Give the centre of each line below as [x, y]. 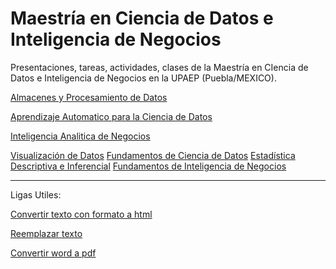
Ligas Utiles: [36, 194]
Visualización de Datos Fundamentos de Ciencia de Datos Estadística [153, 155]
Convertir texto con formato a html [81, 214]
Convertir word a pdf [53, 253]
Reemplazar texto [46, 233]
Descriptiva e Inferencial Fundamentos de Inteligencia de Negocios [148, 166]
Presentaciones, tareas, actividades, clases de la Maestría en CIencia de [159, 67]
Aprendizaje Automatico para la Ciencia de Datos [111, 116]
